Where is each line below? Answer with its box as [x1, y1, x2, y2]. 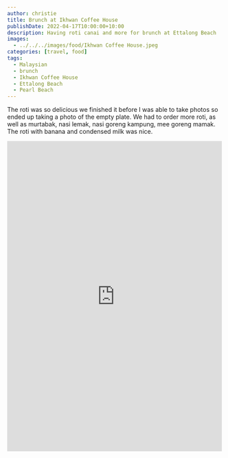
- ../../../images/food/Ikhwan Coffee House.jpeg [13, 42, 158, 49]
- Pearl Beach [13, 87, 54, 93]
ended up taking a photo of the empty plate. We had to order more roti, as [7, 113, 216, 121]
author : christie [7, 10, 57, 17]
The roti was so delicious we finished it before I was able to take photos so [7, 106, 218, 114]
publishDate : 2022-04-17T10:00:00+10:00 [7, 23, 125, 30]
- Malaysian [13, 61, 48, 68]
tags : [7, 55, 23, 62]
